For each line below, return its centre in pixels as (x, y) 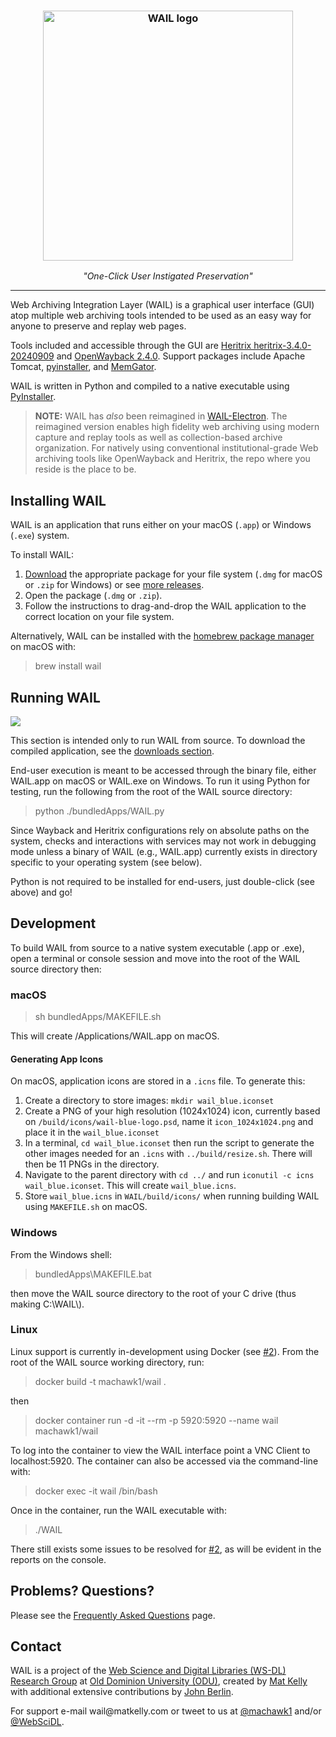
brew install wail (68, 666)
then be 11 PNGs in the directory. (92, 1164)
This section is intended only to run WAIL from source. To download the (158, 740)
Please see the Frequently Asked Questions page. (113, 1615)
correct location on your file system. (99, 617)
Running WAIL (55, 697)
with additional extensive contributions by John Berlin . (122, 1692)
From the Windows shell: (61, 1254)
